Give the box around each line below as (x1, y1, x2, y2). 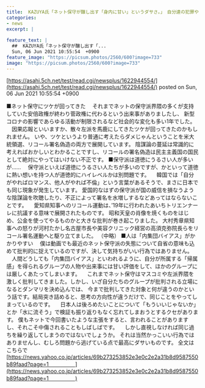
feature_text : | (6, 37, 48, 43)
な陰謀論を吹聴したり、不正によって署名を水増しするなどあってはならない (6, 193, 193, 201)
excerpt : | (6, 26, 34, 32)
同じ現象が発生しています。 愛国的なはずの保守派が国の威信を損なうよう (11, 186, 195, 193)
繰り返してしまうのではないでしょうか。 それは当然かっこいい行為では (16, 331, 195, 339)
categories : (6, 15, 37, 21)
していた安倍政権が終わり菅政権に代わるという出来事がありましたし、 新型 (6, 110, 195, 117)
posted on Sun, (159, 83, 197, 90)
